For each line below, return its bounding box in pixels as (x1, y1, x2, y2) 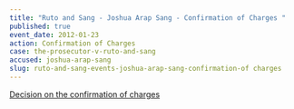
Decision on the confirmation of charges (9, 88, 161, 100)
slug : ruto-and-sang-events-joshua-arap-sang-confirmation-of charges (9, 64, 282, 74)
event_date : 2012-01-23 (9, 30, 100, 39)
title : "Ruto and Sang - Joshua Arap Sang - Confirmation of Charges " (9, 13, 286, 23)
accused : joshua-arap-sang (9, 55, 112, 64)
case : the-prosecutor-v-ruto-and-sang (9, 47, 156, 56)
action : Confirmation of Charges (9, 38, 136, 48)
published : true (9, 22, 71, 31)
